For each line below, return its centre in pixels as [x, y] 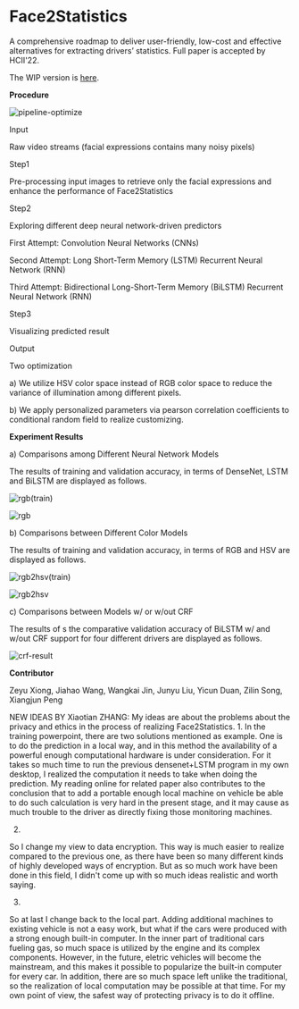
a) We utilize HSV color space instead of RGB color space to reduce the [141, 383]
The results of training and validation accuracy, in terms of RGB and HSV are [150, 550]
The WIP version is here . [54, 77]
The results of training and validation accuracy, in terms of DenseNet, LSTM [149, 471]
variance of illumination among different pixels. [96, 392]
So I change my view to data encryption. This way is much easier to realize [147, 846]
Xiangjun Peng [36, 700]
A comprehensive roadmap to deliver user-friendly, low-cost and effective [145, 41]
